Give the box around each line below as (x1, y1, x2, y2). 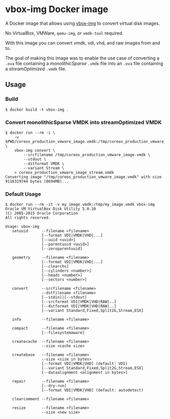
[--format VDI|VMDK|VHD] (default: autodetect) (41, 388, 144, 393)
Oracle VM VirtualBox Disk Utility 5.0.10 (5, 206, 96, 212)
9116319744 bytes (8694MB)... (5, 178, 69, 184)
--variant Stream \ (23, 165, 65, 170)
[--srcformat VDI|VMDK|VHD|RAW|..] (41, 299, 116, 304)
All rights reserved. (5, 215, 51, 220)
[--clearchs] (41, 264, 69, 269)
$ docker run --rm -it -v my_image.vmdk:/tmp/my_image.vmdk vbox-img (5, 202, 155, 207)
